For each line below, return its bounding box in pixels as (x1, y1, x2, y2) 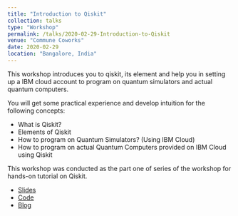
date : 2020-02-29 (7, 43, 59, 51)
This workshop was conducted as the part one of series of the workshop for (7, 164, 232, 173)
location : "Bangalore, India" (7, 51, 98, 58)
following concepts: (7, 106, 66, 115)
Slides (17, 185, 36, 194)
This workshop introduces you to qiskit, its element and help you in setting (7, 69, 226, 78)
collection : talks (7, 17, 62, 24)
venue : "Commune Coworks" (7, 37, 84, 44)
